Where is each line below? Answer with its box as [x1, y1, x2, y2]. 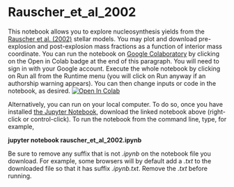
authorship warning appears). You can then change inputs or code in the [8, 79, 217, 87]
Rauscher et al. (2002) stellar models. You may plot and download [8, 34, 197, 43]
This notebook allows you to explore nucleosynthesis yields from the [8, 27, 205, 36]
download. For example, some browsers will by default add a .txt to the [8, 156, 212, 165]
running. [8, 172, 32, 180]
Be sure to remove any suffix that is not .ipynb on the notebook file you [8, 149, 212, 158]
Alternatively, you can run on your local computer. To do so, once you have [8, 100, 224, 108]
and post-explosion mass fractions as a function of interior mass [37, 42, 222, 50]
